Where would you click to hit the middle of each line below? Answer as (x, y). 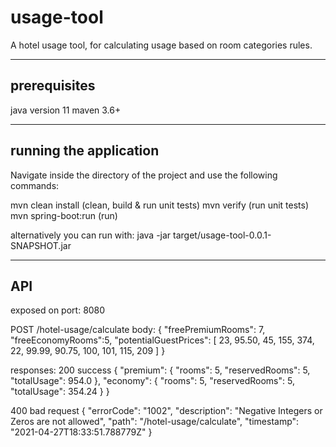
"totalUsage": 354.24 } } (60, 392)
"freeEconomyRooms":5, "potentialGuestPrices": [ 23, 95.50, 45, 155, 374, (162, 340)
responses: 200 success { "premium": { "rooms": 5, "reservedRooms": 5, (160, 370)
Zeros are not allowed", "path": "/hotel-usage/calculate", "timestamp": (155, 422)
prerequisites (53, 86)
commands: (35, 185)
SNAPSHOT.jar (41, 245)
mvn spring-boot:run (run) (64, 215)
